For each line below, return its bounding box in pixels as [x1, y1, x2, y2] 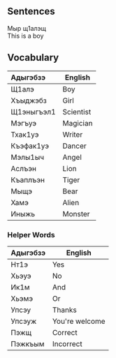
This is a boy [7, 31, 44, 40]
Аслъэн [10, 163, 37, 173]
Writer [62, 129, 83, 139]
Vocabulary [7, 52, 59, 64]
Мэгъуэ [10, 118, 37, 128]
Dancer [62, 141, 87, 151]
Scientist [62, 107, 92, 117]
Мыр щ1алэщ [7, 24, 47, 32]
